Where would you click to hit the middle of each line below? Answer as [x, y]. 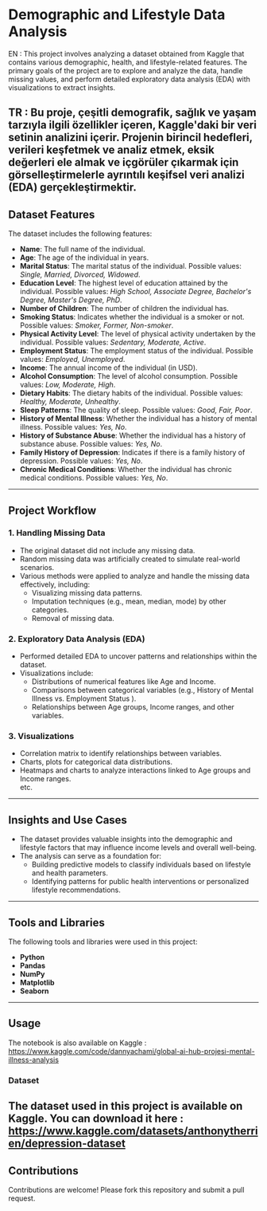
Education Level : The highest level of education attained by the [124, 283]
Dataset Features [52, 214]
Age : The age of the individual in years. [84, 258]
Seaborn [34, 991]
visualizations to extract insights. [62, 87]
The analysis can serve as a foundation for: [90, 856]
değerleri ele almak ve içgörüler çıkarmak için [124, 162]
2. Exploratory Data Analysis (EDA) [77, 639]
